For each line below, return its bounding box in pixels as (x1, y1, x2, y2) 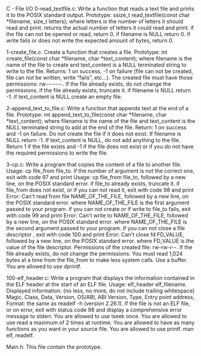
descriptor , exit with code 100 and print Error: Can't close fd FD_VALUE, (6, 231, 185, 238)
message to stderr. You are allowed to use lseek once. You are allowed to (6, 313, 187, 319)
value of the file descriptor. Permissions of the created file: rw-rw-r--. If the (6, 244, 193, 251)
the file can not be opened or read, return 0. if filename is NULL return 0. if (6, 31, 191, 38)
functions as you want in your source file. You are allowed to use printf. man (6, 325, 194, 332)
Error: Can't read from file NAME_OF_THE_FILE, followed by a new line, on (6, 193, 189, 200)
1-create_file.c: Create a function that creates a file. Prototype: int (6, 49, 168, 56)
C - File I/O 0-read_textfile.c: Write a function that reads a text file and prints (6, 5, 194, 12)
